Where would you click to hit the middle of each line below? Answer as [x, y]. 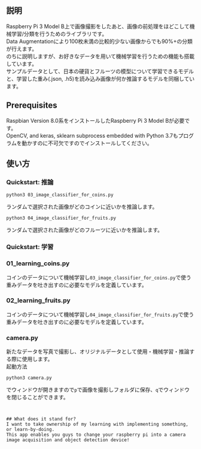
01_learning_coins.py [38, 263]
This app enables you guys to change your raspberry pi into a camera [96, 435]
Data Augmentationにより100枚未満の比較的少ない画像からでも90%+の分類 [99, 41]
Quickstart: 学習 [30, 247]
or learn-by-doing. [31, 430]
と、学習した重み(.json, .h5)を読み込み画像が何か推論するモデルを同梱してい [100, 78]
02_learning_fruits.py [38, 301]
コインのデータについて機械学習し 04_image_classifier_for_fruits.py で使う [100, 314]
